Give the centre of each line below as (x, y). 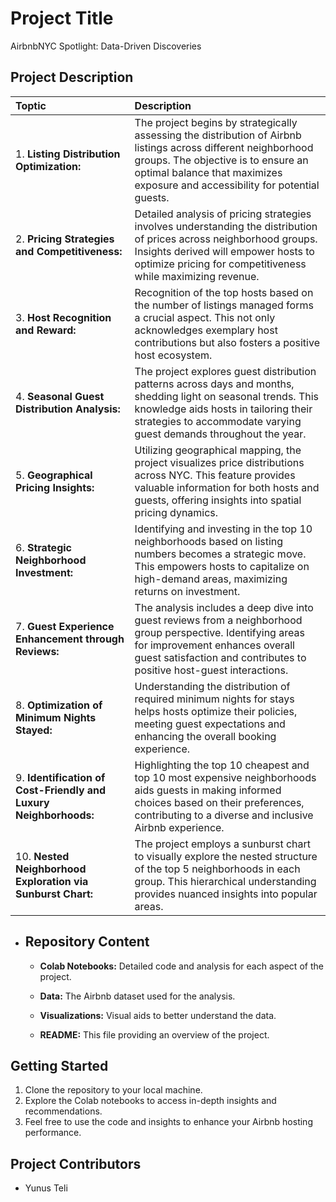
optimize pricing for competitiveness (220, 264)
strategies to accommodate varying (218, 421)
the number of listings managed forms (224, 305)
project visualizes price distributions (219, 462)
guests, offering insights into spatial (218, 500)
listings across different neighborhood (224, 147)
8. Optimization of (59, 705)
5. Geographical (54, 475)
